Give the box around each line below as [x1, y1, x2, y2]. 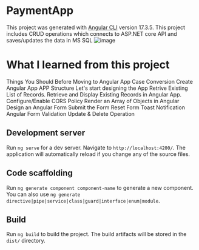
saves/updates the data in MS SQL [6, 36, 93, 44]
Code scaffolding [6, 168, 73, 178]
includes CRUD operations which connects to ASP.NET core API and [6, 30, 177, 37]
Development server [6, 128, 86, 138]
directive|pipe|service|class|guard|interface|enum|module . [6, 197, 160, 204]
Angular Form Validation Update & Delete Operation [6, 110, 135, 117]
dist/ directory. [6, 237, 46, 245]
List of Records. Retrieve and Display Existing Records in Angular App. [6, 90, 182, 98]
